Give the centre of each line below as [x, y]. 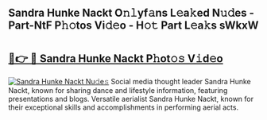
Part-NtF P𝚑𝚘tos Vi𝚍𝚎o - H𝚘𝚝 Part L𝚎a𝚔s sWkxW [133, 26]
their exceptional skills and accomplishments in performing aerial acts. [124, 107]
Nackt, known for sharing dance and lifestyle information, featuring [118, 90]
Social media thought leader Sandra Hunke [181, 81]
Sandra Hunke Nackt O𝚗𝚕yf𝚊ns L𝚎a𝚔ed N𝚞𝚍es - [131, 13]
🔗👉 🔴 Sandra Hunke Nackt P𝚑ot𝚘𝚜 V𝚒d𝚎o [116, 58]
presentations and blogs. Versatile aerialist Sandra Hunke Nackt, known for [131, 99]
